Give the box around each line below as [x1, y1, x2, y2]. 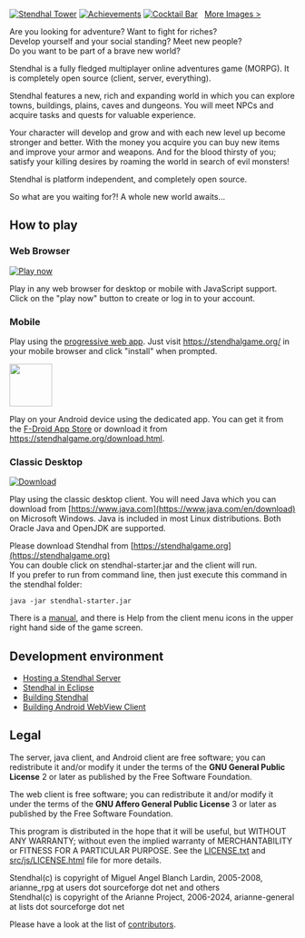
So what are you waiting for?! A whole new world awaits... [9, 192, 225, 202]
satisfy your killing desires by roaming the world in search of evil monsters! [9, 156, 290, 167]
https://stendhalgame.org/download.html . [9, 432, 165, 444]
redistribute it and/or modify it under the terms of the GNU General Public [9, 761, 286, 772]
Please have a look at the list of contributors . [9, 918, 177, 930]
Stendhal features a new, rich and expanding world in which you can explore [9, 91, 295, 101]
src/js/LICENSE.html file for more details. [9, 854, 162, 865]
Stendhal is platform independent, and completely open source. [9, 173, 248, 184]
